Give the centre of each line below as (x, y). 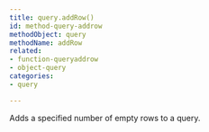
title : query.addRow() (52, 18)
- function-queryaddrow (54, 59)
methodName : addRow (46, 43)
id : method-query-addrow (56, 26)
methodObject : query (48, 34)
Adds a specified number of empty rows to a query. (105, 118)
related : (26, 51)
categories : (32, 76)
